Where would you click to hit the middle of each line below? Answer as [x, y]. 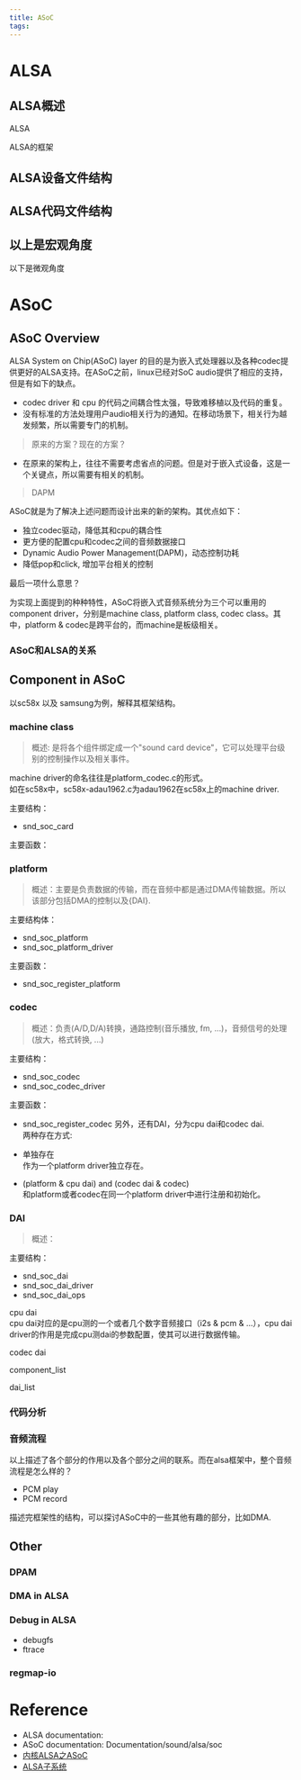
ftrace [33, 1649]
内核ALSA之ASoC [55, 1755]
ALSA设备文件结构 [61, 178]
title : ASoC [31, 18]
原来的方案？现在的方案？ [79, 444]
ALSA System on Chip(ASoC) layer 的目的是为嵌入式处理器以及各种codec [145, 361]
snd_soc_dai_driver [58, 1286]
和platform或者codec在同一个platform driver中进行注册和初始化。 [144, 1194]
